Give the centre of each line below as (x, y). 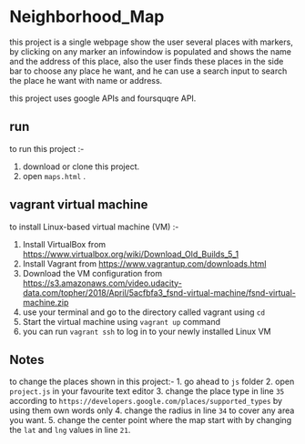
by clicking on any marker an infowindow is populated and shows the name (150, 51)
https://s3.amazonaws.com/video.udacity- (102, 283)
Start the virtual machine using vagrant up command (122, 321)
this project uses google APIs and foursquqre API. (103, 98)
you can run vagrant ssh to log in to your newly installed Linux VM (147, 331)
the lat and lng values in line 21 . (70, 430)
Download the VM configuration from (92, 273)
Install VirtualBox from (64, 244)
